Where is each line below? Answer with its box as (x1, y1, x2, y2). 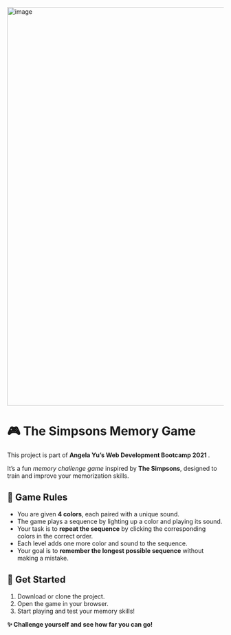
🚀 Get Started (7, 574, 66, 585)
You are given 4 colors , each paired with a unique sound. (16, 510, 180, 518)
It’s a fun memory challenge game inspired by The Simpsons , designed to (7, 464, 218, 472)
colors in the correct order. (16, 532, 93, 540)
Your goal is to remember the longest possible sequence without (16, 546, 204, 554)
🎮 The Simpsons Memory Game (7, 423, 196, 439)
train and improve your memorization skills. (7, 472, 129, 480)
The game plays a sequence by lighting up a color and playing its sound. (16, 517, 223, 525)
